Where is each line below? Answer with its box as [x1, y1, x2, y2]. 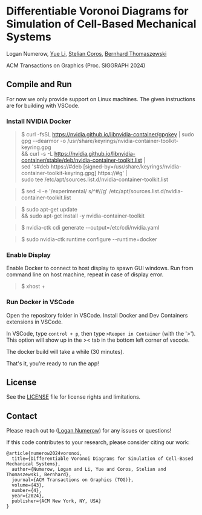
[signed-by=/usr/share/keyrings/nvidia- [83, 163, 182, 170]
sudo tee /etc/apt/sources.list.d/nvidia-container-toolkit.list [21, 176, 168, 183]
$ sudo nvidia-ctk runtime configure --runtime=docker [21, 236, 157, 243]
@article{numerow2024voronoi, [6, 450, 83, 457]
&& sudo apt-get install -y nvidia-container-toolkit [21, 212, 145, 219]
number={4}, [11, 488, 42, 494]
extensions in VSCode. [6, 318, 64, 325]
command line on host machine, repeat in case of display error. [6, 271, 164, 278]
